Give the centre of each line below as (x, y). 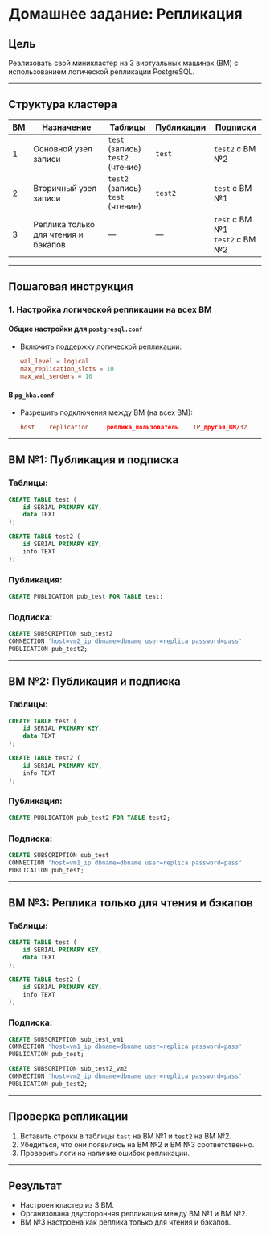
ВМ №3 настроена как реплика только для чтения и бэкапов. (125, 1222)
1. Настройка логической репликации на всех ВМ (110, 309)
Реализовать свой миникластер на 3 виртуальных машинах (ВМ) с (123, 63)
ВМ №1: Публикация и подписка (94, 460)
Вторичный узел (65, 188)
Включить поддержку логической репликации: (101, 346)
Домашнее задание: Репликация (125, 14)
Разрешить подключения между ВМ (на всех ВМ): (106, 412)
